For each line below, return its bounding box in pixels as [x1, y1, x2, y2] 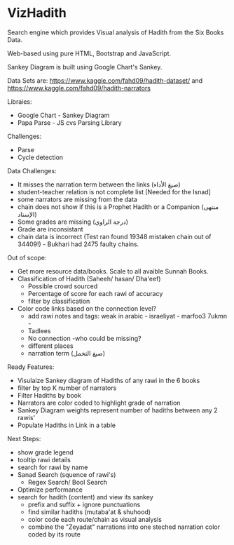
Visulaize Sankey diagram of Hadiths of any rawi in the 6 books [17, 376, 200, 384]
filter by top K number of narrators [17, 384, 117, 392]
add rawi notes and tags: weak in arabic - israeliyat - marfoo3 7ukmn [27, 311, 228, 320]
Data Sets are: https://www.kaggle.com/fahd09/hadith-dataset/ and [7, 76, 203, 85]
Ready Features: [7, 363, 55, 371]
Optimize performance [17, 485, 83, 494]
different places [27, 342, 74, 350]
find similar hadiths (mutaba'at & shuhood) [27, 507, 151, 516]
